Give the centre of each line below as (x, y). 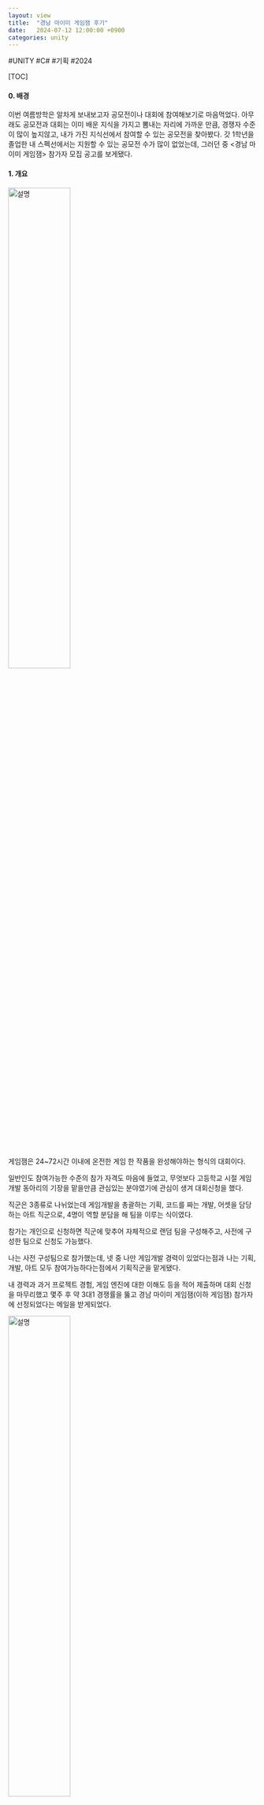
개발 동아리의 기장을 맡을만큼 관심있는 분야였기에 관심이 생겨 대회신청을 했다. (126, 1187)
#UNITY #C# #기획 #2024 (50, 61)
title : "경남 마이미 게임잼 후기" (58, 23)
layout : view (30, 15)
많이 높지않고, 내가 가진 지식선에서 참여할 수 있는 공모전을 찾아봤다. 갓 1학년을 (135, 134)
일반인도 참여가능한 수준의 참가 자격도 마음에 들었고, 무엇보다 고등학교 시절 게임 (130, 1178)
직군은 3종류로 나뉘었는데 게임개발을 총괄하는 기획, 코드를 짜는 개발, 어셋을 (123, 1205)
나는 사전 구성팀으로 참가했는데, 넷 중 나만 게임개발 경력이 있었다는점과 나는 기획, (132, 1258)
